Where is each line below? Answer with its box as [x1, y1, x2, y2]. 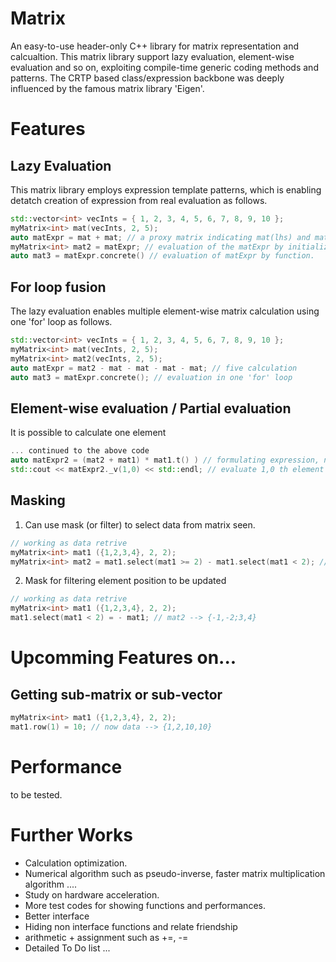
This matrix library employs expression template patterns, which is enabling [10, 183, 322, 196]
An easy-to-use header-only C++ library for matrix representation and [10, 40, 299, 52]
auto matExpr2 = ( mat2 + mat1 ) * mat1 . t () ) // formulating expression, [10, 455, 320, 466]
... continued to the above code [10, 446, 150, 456]
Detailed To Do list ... [24, 942, 111, 954]
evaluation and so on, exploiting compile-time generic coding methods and [10, 61, 319, 73]
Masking [10, 492, 66, 509]
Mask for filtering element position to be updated [24, 575, 227, 587]
